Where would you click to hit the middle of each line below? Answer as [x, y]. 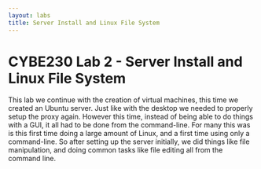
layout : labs [29, 15]
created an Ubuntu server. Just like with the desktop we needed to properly [130, 108]
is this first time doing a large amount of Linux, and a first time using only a [129, 134]
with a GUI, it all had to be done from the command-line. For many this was [129, 125]
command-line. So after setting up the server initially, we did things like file [129, 141]
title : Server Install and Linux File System [84, 23]
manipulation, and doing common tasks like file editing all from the [116, 150]
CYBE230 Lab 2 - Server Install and [125, 62]
